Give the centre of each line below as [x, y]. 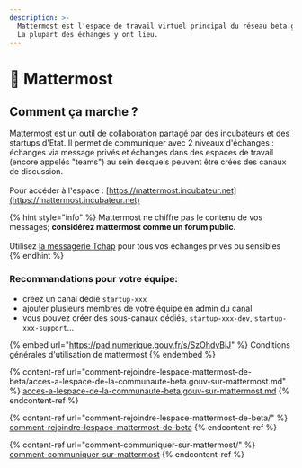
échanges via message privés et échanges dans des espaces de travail [142, 153]
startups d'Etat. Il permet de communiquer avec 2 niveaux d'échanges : [142, 143]
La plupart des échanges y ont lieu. [88, 34]
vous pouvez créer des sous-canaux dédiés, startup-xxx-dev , [138, 318]
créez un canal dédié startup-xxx [84, 298]
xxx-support [44, 328]
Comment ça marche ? [74, 112]
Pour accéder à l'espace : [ [59, 190]
